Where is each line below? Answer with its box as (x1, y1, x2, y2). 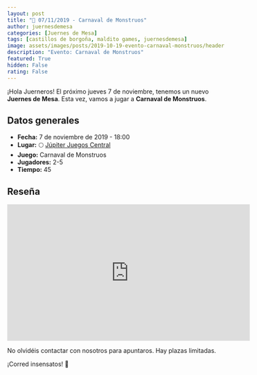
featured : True (7, 55, 51, 62)
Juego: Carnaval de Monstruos (17, 150, 107, 159)
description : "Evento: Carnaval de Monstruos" (7, 49, 144, 56)
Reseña (7, 185, 40, 198)
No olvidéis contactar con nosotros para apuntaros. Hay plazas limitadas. (7, 347, 217, 355)
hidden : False (7, 62, 48, 69)
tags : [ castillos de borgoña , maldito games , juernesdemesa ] (7, 36, 188, 43)
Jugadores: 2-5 (17, 158, 64, 166)
